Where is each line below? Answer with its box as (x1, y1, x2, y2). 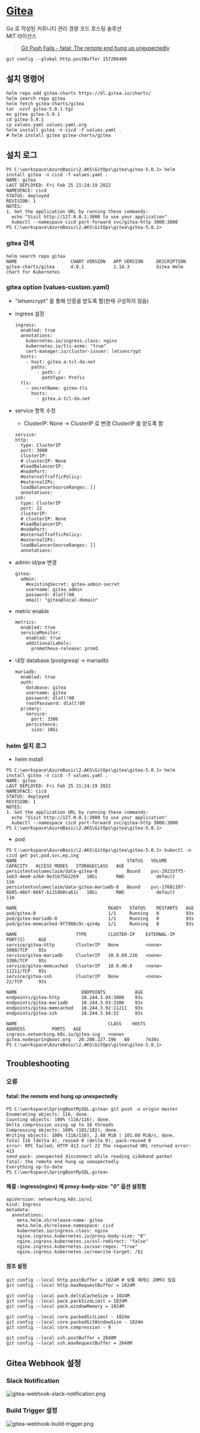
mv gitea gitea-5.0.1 (6, 111, 60, 117)
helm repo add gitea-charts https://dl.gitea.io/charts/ (6, 90, 151, 96)
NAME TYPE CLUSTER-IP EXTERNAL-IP (6, 932, 175, 938)
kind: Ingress (6, 1202, 42, 1208)
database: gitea (26, 685, 66, 691)
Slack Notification (6, 1376, 60, 1385)
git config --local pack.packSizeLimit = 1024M (6, 1298, 128, 1304)
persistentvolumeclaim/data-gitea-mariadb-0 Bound (6, 884, 141, 890)
